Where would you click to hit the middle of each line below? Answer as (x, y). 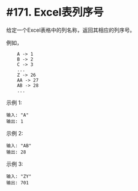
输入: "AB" (19, 145)
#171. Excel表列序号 (55, 12)
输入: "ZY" (19, 176)
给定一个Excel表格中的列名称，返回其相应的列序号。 (71, 30)
